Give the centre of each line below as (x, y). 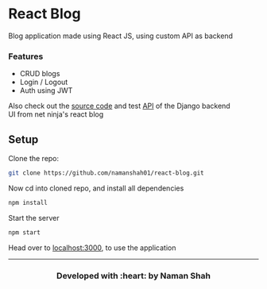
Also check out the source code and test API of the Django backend (119, 106)
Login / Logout (44, 82)
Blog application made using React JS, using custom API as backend (120, 36)
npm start (25, 232)
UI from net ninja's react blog (56, 114)
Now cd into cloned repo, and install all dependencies (96, 188)
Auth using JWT (46, 91)
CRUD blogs (40, 74)
